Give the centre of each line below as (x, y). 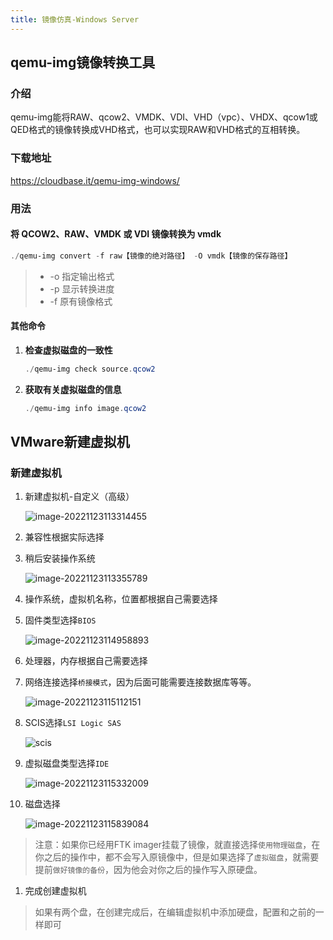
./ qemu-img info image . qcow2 (85, 408)
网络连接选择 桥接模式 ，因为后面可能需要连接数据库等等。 (140, 682)
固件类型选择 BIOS (60, 620)
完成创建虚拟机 (55, 891)
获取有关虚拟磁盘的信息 (73, 389)
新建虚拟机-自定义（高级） (79, 497)
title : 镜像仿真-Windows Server (75, 19)
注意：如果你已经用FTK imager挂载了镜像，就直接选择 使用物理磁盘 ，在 (177, 845)
